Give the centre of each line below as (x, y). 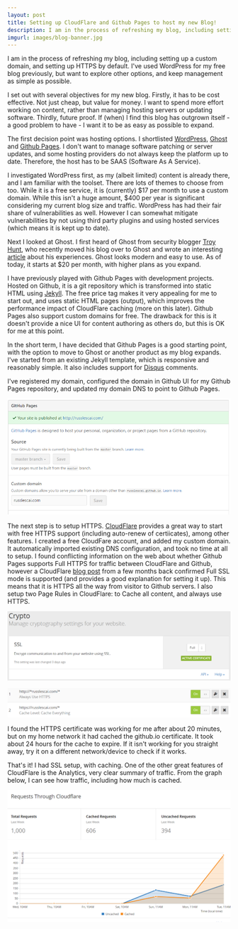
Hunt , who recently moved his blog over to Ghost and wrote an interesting (115, 249)
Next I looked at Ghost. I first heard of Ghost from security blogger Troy (112, 242)
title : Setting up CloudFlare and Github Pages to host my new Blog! (112, 22)
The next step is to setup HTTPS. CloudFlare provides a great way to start (115, 526)
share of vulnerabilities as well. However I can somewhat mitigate (103, 213)
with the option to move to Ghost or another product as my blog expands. (114, 352)
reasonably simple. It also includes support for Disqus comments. (103, 368)
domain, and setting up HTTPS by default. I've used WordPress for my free (117, 66)
